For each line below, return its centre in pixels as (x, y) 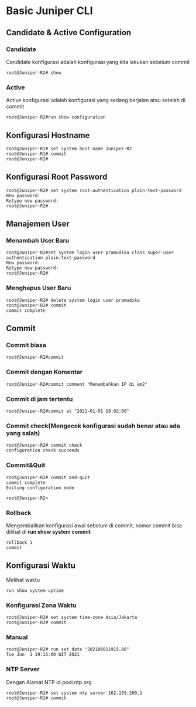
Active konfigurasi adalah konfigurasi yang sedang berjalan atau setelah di (96, 100)
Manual (17, 637)
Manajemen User (38, 224)
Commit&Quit (26, 465)
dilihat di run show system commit (48, 531)
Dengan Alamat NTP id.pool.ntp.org (49, 682)
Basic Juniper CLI (49, 11)
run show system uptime (35, 590)
